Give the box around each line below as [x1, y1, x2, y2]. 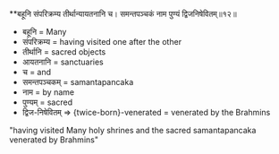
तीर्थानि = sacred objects [21, 47, 106, 57]
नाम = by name [21, 87, 74, 98]
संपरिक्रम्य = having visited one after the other [21, 37, 182, 47]
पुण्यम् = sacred [21, 97, 73, 107]
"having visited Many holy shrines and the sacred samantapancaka [9, 125, 257, 135]
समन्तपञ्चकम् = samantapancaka [21, 77, 134, 87]
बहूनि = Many [21, 27, 67, 37]
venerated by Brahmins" [9, 134, 98, 145]
